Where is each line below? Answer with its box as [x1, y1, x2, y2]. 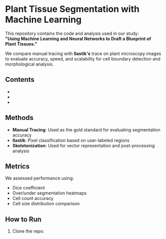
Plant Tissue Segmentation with [5, 3, 140, 15]
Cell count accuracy [12, 195, 54, 201]
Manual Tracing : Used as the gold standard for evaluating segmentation [12, 126, 161, 132]
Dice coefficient [12, 185, 45, 191]
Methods [5, 114, 34, 122]
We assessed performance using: [5, 175, 74, 181]
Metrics [5, 162, 30, 171]
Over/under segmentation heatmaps [12, 190, 87, 196]
